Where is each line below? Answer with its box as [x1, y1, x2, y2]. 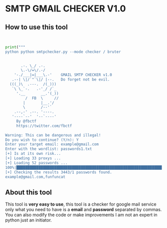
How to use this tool [5, 23, 68, 31]
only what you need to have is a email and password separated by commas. [5, 207, 162, 213]
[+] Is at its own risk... [5, 151, 61, 156]
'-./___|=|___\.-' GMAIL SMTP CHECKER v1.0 [14, 73, 112, 78]
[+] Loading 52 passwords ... [5, 160, 68, 165]
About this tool [5, 188, 52, 197]
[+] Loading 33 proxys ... [5, 156, 61, 161]
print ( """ [5, 45, 26, 50]
